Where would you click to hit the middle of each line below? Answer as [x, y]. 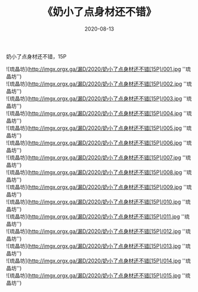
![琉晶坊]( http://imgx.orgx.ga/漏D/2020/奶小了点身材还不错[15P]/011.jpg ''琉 [98, 216]
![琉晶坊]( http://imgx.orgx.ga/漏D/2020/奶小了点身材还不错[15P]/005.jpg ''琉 [99, 128]
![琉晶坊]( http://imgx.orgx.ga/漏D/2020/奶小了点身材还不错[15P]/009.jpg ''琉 [99, 187]
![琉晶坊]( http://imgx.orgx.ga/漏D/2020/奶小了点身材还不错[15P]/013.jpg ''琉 [98, 246]
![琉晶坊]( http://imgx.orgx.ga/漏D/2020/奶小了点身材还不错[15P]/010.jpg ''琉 [98, 202]
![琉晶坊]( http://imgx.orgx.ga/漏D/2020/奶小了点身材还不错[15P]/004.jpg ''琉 [99, 113]
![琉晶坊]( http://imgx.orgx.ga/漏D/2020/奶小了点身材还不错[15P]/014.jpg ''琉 [98, 261]
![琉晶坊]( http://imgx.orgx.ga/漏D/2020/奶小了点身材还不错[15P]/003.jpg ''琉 [99, 99]
